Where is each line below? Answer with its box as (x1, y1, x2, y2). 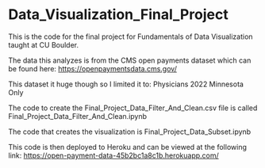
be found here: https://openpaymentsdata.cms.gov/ (8, 63, 177, 73)
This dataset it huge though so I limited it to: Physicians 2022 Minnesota (8, 79, 244, 89)
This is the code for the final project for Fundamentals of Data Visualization (8, 32, 253, 41)
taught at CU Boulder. (8, 40, 79, 49)
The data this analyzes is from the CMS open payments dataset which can (8, 55, 252, 65)
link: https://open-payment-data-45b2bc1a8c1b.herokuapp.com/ (8, 151, 220, 160)
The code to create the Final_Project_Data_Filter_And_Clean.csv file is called (8, 103, 258, 113)
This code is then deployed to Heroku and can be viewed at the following (8, 142, 248, 151)
